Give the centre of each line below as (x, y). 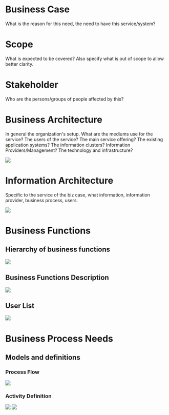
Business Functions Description (57, 278)
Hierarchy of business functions (58, 250)
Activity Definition (29, 396)
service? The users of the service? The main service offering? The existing (84, 139)
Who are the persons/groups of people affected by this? (65, 99)
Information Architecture (59, 180)
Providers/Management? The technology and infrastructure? (69, 150)
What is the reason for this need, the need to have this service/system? (80, 24)
